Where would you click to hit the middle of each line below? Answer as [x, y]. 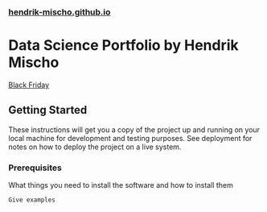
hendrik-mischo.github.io [60, 12]
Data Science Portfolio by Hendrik [123, 46]
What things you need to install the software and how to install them [121, 185]
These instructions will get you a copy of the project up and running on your [134, 129]
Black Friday [29, 85]
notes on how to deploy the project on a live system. [95, 147]
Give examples [32, 200]
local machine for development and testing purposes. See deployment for [130, 138]
